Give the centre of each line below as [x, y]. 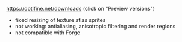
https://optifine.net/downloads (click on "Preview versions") [81, 9]
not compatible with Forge [47, 33]
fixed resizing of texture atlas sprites [60, 20]
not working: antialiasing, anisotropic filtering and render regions [95, 26]
